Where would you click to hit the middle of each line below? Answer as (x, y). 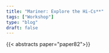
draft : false (22, 28)
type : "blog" (22, 22)
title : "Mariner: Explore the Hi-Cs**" (55, 11)
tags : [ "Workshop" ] (30, 17)
